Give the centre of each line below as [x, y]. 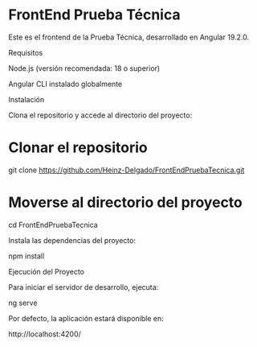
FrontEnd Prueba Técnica [94, 15]
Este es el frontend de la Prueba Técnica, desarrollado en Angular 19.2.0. [129, 37]
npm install [27, 256]
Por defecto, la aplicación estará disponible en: [86, 318]
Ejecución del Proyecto [46, 271]
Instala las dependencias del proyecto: [72, 240]
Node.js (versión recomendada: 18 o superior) [84, 68]
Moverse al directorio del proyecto [126, 202]
